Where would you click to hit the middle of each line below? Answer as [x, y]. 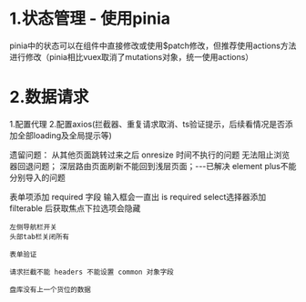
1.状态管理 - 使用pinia [90, 19]
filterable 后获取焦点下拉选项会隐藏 [75, 208]
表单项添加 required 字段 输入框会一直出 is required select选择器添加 [138, 196]
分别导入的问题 [37, 177]
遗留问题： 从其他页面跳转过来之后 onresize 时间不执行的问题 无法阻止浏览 [150, 155]
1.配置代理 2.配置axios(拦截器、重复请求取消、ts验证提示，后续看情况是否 [147, 124]
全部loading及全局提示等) [64, 135]
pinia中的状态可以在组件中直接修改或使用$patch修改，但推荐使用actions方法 [153, 45]
